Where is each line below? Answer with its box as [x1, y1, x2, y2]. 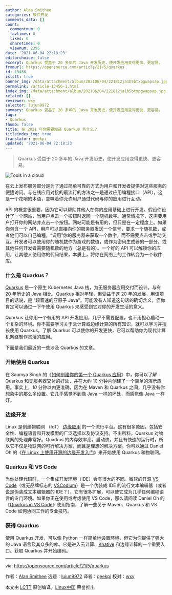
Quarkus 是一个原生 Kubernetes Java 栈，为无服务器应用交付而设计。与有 [5, 284, 161, 291]
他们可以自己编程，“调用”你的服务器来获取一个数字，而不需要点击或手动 [9, 232, 162, 238]
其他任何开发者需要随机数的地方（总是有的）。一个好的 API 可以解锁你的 [5, 245, 157, 251]
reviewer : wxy [5, 98, 36, 103]
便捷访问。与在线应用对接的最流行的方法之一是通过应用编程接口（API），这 [5, 189, 163, 195]
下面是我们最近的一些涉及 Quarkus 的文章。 [5, 344, 98, 351]
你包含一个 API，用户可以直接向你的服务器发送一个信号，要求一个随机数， [5, 226, 162, 232]
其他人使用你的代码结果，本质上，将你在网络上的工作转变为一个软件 [18, 252, 162, 258]
